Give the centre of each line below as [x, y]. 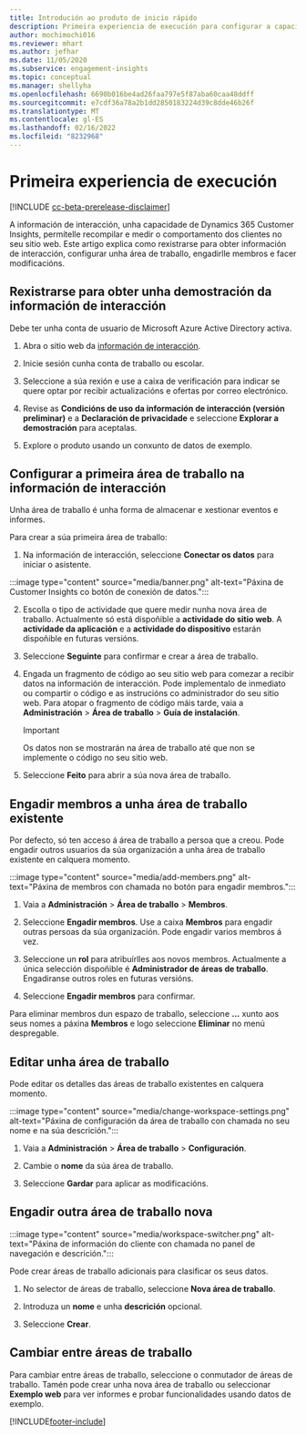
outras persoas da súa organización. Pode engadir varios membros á [152, 932]
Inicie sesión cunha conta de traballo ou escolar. [113, 363]
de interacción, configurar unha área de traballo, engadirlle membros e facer [153, 253]
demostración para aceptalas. [80, 427]
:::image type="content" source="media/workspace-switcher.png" [135, 1234]
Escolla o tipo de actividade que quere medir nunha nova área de [144, 610]
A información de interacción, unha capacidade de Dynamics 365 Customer [152, 224]
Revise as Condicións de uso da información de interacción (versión [153, 408]
